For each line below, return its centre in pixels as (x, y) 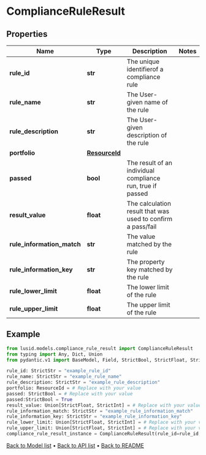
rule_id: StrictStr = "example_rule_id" (59, 371)
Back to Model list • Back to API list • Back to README (75, 445)
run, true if (142, 186)
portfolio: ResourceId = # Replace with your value (74, 388)
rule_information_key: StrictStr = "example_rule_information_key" (94, 417)
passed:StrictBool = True (39, 399)
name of (156, 102)
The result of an (150, 163)
